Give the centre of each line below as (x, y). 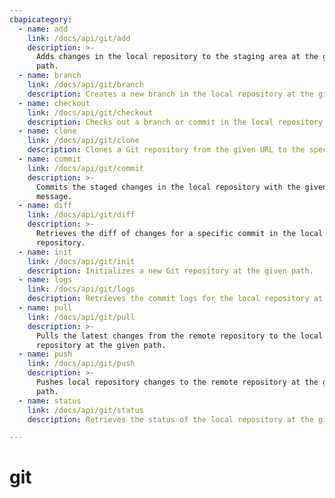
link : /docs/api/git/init (81, 261)
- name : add (43, 29)
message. (54, 196)
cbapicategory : (41, 19)
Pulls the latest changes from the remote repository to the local (179, 336)
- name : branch (50, 76)
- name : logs (45, 280)
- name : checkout (54, 103)
